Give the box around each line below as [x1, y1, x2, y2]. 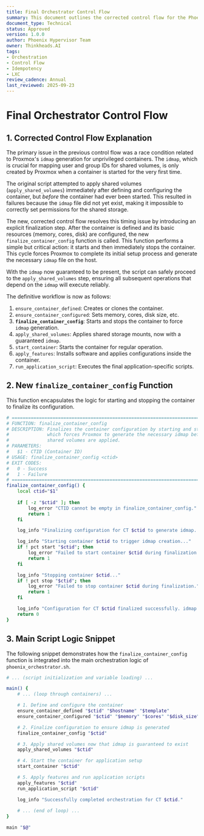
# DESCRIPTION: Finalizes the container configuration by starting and [6, 426, 191, 432]
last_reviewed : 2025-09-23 [6, 83, 75, 89]
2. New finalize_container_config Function [6, 381, 173, 391]
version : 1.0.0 [6, 32, 45, 38]
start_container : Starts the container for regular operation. [15, 344, 163, 350]
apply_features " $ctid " [17, 779, 78, 786]
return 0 [17, 611, 39, 617]
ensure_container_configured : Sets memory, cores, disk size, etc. [15, 311, 179, 318]
